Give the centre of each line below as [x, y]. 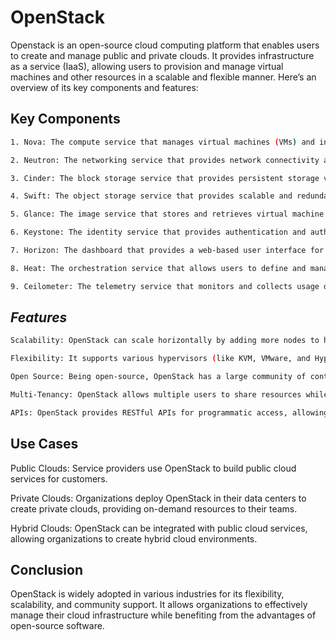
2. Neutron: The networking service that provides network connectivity [165, 160]
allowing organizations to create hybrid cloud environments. [134, 538]
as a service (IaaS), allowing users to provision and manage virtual [147, 66]
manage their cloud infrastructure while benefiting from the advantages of [163, 615]
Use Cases [44, 444]
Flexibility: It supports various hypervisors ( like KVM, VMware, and [160, 359]
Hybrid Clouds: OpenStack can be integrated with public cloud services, [159, 528]
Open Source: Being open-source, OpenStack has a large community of [158, 377]
